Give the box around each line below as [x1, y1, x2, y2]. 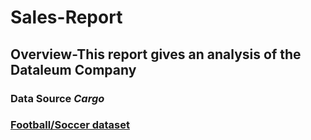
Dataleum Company [10, 61, 137, 78]
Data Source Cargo [10, 91, 105, 105]
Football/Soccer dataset [10, 118, 130, 132]
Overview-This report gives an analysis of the [10, 46, 302, 63]
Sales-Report [10, 6, 123, 29]
